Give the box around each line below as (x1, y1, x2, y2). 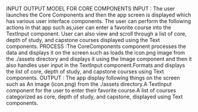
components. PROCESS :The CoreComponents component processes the (6, 43, 187, 50)
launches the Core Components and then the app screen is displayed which (6, 11, 191, 18)
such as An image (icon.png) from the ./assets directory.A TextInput (6, 81, 172, 88)
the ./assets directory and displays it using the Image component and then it (6, 56, 192, 62)
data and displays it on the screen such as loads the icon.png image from (6, 49, 186, 56)
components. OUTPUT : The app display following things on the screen (6, 74, 180, 81)
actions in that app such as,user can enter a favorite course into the (6, 24, 171, 31)
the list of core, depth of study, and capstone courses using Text (6, 68, 164, 75)
